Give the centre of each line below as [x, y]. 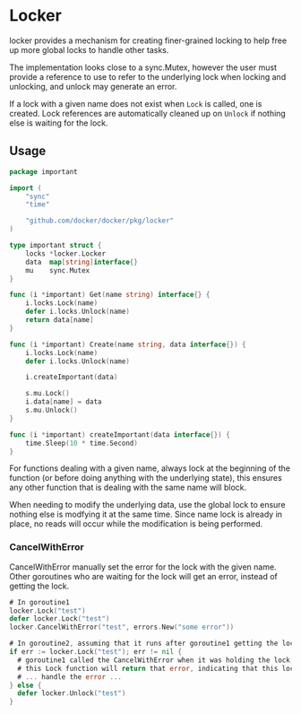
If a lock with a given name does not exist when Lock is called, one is [136, 103]
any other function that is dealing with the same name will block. [128, 488]
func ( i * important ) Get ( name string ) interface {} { [110, 295]
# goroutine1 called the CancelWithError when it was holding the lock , [156, 660]
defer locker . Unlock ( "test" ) [72, 693]
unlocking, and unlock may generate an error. [93, 86]
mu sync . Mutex [58, 270]
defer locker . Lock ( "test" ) [60, 619]
